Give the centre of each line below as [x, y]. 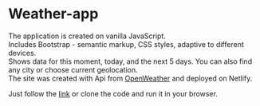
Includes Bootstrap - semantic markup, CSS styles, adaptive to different [126, 44]
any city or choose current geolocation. [73, 69]
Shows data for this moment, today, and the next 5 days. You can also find [130, 61]
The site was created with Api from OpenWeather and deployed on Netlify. [130, 78]
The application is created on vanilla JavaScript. [87, 36]
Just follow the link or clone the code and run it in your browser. [113, 93]
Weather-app [53, 14]
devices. [22, 53]
